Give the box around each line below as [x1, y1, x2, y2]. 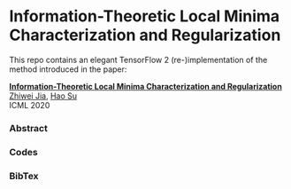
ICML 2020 [9, 99, 50, 110]
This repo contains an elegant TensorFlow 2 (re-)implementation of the [9, 54, 268, 65]
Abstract [9, 122, 49, 134]
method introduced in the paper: [9, 64, 127, 75]
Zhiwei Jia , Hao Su [9, 91, 78, 101]
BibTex [9, 169, 39, 182]
